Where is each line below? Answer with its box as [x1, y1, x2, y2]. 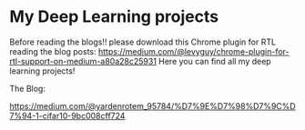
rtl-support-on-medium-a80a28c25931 [9, 55, 158, 66]
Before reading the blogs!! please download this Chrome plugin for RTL [9, 36, 276, 47]
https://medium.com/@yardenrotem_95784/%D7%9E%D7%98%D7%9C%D [9, 100, 296, 111]
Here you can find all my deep [158, 55, 271, 66]
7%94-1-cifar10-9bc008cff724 [9, 110, 126, 121]
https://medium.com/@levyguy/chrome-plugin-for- [97, 45, 290, 56]
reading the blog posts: [9, 45, 97, 56]
